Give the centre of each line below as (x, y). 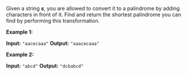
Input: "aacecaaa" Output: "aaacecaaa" (53, 43)
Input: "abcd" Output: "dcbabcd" (45, 66)
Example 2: (20, 54)
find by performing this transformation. (53, 21)
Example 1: (20, 32)
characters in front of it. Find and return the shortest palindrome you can (94, 15)
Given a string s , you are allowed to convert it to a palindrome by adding (93, 8)
